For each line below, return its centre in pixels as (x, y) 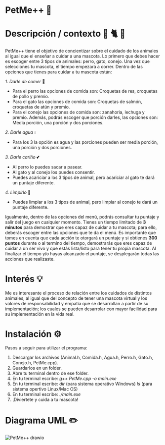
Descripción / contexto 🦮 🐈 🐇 (65, 34)
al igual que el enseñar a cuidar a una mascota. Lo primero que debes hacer (82, 56)
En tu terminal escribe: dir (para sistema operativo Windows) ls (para (82, 384)
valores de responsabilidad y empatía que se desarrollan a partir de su (77, 304)
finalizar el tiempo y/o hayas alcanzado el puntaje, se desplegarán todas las (82, 254)
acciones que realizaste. (30, 259)
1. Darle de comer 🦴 (25, 82)
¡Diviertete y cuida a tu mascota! (45, 399)
